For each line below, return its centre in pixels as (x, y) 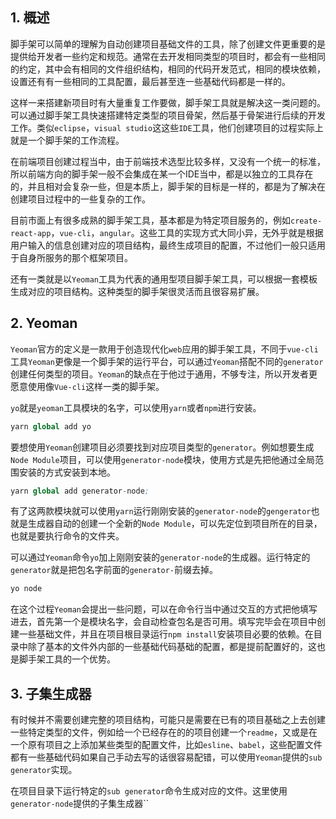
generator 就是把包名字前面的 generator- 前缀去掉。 (114, 570)
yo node (26, 589)
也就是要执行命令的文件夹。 (67, 536)
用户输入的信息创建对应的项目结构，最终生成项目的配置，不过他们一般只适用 (168, 245)
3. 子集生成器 (51, 693)
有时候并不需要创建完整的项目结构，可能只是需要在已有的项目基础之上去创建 (168, 720)
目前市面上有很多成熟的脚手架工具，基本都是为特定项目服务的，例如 (150, 220)
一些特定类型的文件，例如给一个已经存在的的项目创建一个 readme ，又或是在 (164, 732)
